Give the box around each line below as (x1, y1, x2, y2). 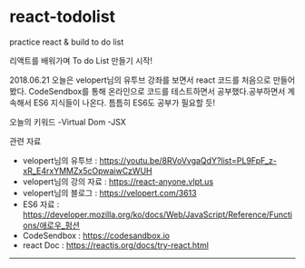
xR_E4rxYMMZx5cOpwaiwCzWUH (22, 165, 152, 176)
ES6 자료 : (22, 198, 60, 210)
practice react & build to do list (9, 36, 124, 47)
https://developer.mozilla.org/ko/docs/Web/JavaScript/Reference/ (22, 209, 270, 220)
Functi (269, 209, 293, 220)
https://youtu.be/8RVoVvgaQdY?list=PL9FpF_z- (99, 154, 277, 165)
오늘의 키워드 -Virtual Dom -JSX (9, 116, 127, 127)
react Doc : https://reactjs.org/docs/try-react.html (22, 239, 209, 251)
